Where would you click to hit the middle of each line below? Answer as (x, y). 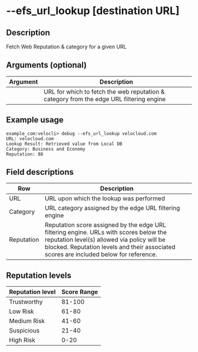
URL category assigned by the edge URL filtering (113, 208)
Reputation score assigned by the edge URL (106, 225)
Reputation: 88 (25, 154)
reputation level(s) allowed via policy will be (105, 240)
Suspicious (24, 331)
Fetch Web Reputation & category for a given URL (66, 47)
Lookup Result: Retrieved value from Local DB (64, 144)
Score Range (80, 292)
